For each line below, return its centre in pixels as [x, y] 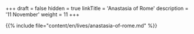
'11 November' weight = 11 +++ [43, 14]
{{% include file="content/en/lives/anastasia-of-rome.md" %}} [81, 26]
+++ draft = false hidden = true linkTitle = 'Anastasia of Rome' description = [97, 8]
